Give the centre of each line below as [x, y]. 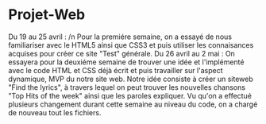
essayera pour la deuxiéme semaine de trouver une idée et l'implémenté [126, 62]
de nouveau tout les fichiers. [55, 112]
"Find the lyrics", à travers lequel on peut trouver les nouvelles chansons [127, 87]
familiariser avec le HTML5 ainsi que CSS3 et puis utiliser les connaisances [131, 45]
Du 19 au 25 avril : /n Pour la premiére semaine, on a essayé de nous [120, 37]
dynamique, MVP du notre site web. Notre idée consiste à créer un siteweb [131, 79]
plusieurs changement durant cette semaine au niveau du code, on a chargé [133, 104]
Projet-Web [47, 15]
